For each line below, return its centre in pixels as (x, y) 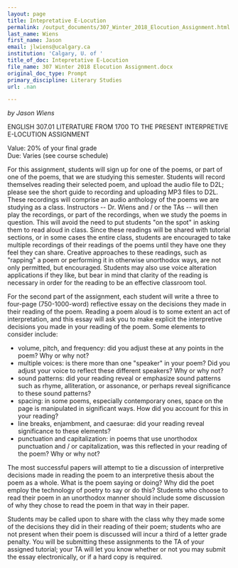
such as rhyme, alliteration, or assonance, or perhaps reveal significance (124, 386)
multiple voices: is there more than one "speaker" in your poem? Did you (124, 363)
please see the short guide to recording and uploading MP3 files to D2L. (113, 192)
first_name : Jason (34, 41)
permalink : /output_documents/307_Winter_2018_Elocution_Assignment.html (119, 27)
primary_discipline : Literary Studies (65, 80)
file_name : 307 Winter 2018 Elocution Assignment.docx (90, 67)
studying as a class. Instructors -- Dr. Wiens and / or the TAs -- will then (113, 208)
